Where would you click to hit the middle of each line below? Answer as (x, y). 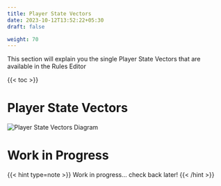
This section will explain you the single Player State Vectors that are (104, 59)
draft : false (26, 26)
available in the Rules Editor (47, 66)
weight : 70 (23, 39)
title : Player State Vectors (49, 14)
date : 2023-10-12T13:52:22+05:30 (56, 20)
